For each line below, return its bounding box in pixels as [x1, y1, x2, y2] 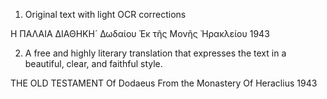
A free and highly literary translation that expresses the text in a [24, 47, 287, 59]
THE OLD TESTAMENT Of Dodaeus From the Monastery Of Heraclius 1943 [10, 77, 318, 89]
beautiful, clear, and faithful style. [24, 58, 163, 69]
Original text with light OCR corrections [24, 9, 187, 20]
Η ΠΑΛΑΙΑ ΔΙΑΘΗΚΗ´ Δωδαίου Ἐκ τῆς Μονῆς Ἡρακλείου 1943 [10, 28, 270, 39]
